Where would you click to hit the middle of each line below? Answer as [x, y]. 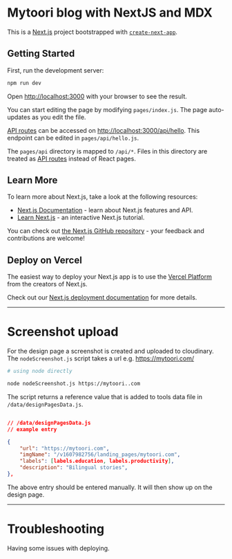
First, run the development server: [56, 70]
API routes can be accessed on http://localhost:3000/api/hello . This [104, 130]
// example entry [32, 429]
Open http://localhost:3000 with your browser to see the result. [97, 96]
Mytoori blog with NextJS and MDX [110, 13]
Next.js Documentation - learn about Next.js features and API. [105, 210]
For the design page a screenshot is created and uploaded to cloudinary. [110, 351]
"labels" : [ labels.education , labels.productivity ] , [97, 461]
